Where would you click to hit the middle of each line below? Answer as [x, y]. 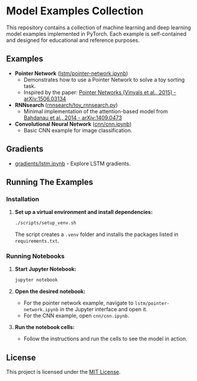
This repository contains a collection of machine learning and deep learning [99, 27]
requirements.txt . [37, 241]
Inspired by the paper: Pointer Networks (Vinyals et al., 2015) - [100, 92]
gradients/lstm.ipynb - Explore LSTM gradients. [73, 163]
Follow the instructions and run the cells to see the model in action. [105, 339]
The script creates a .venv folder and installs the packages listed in [97, 234]
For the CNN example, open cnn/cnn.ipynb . [76, 316]
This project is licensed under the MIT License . [63, 372]
